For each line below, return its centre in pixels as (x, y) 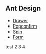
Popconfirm (25, 26)
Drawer (20, 20)
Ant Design (23, 8)
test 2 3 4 (15, 47)
